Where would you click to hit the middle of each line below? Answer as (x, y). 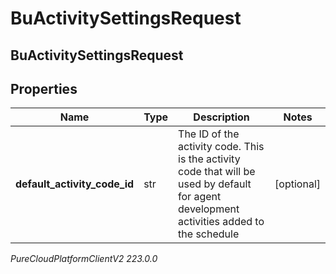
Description (221, 117)
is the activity (209, 159)
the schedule (209, 234)
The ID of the (209, 134)
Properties (44, 88)
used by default (215, 184)
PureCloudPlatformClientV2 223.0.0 (84, 259)
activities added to (221, 222)
